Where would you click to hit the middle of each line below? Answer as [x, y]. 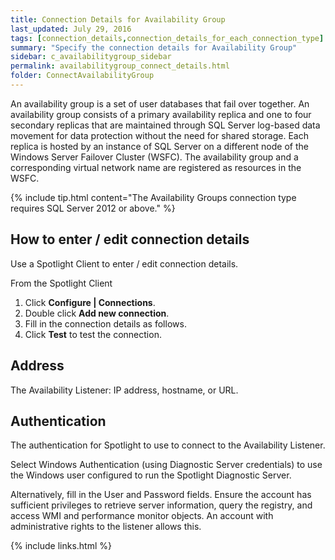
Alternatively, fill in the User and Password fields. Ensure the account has [161, 495]
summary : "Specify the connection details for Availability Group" [154, 47]
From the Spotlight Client [61, 283]
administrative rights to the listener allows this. [106, 527]
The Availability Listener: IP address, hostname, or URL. [124, 390]
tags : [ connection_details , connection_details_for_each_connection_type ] [167, 38]
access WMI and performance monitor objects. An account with [142, 516]
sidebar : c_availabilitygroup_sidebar [91, 57]
